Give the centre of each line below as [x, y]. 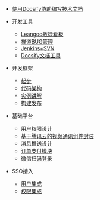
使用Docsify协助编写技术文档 [47, 9]
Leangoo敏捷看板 [42, 34]
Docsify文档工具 [40, 55]
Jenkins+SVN [37, 48]
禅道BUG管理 [37, 41]
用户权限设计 [36, 128]
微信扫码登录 [36, 158]
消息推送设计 [36, 143]
